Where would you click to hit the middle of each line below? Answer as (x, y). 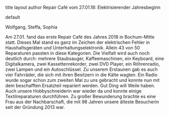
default (13, 17)
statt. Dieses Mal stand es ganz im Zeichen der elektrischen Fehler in (78, 42)
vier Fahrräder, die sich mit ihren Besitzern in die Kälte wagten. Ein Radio (81, 75)
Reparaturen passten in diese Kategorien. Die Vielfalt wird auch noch (78, 53)
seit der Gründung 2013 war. (35, 107)
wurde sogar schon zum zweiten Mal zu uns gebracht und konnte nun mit (82, 80)
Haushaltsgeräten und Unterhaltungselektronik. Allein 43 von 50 (73, 48)
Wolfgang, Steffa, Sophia (31, 27)
